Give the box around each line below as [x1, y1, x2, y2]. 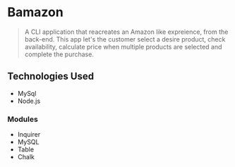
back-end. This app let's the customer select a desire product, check [24, 35, 226, 43]
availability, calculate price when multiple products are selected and [24, 42, 222, 51]
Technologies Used [7, 70, 94, 82]
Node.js [17, 97, 41, 105]
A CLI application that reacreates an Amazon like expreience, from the [24, 27, 229, 36]
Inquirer [17, 130, 41, 139]
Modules [7, 114, 39, 124]
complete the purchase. [24, 50, 94, 58]
